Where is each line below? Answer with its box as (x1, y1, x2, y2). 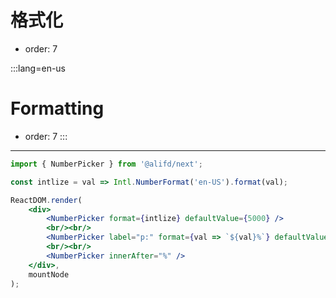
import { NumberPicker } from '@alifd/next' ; (10, 159, 203, 169)
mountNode (28, 269, 70, 280)
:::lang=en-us (10, 62, 67, 74)
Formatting (10, 97, 105, 120)
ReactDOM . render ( (10, 195, 83, 205)
